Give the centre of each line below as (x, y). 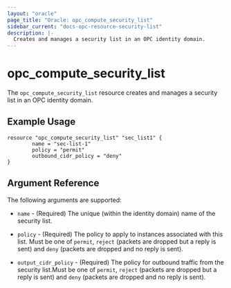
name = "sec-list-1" (62, 144)
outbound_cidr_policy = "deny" (77, 156)
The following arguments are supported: (65, 200)
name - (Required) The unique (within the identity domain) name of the (116, 213)
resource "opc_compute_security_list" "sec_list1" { (85, 138)
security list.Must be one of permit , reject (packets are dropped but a (117, 269)
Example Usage (41, 122)
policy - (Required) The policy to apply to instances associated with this (120, 234)
